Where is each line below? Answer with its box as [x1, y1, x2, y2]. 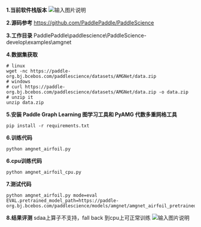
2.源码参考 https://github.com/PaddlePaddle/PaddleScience [6, 19, 154, 26]
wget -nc [6, 68, 28, 74]
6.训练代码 [6, 134, 33, 141]
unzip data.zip [6, 99, 44, 105]
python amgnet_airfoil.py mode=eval [6, 192, 98, 198]
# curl [6, 84, 23, 90]
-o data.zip [159, 89, 188, 95]
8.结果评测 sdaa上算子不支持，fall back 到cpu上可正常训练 [6, 214, 151, 221]
